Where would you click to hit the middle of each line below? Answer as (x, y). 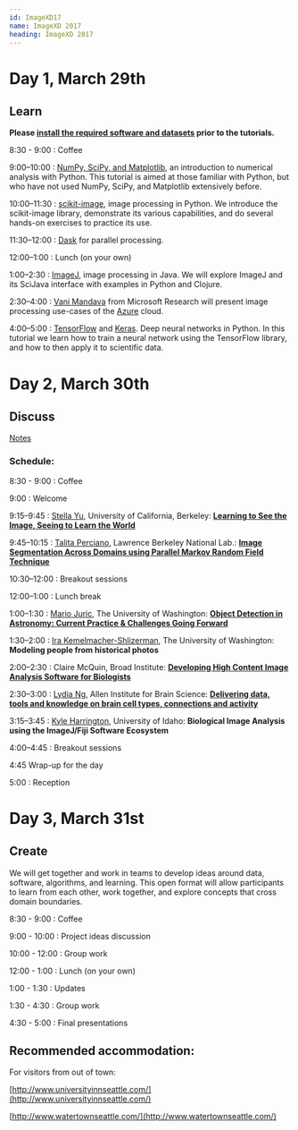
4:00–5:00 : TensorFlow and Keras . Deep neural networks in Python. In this (147, 328)
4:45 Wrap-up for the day (57, 765)
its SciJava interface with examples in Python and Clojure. (116, 285)
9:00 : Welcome (38, 498)
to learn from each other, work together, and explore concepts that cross (143, 892)
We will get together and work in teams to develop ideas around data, (137, 872)
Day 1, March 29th (78, 78)
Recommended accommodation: (102, 1051)
